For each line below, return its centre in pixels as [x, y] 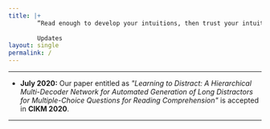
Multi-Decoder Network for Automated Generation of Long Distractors [136, 92]
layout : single [34, 46]
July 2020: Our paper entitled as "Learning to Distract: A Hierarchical [135, 83]
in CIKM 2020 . [45, 109]
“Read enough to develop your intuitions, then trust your [138, 23]
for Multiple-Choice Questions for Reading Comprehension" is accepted [139, 100]
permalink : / [30, 53]
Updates [50, 38]
